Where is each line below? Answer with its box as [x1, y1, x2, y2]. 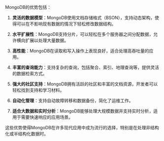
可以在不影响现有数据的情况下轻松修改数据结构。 [16, 21, 116, 27]
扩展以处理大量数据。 [25, 37, 69, 43]
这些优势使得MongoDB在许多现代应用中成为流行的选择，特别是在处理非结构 [5, 125, 159, 130]
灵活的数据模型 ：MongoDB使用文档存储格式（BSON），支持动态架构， [12, 15, 155, 21]
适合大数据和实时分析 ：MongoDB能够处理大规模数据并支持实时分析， [12, 108, 154, 114]
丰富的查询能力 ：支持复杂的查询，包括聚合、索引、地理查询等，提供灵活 [12, 64, 159, 70]
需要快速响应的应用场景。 [21, 114, 73, 120]
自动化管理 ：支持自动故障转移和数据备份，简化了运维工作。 [12, 98, 133, 103]
